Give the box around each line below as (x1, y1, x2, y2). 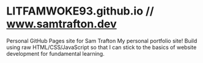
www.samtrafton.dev (6, 17, 117, 31)
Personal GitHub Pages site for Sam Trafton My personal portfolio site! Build (6, 37, 197, 44)
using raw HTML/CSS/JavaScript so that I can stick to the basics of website (6, 44, 197, 51)
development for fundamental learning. (6, 50, 105, 57)
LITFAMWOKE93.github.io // (6, 4, 154, 18)
